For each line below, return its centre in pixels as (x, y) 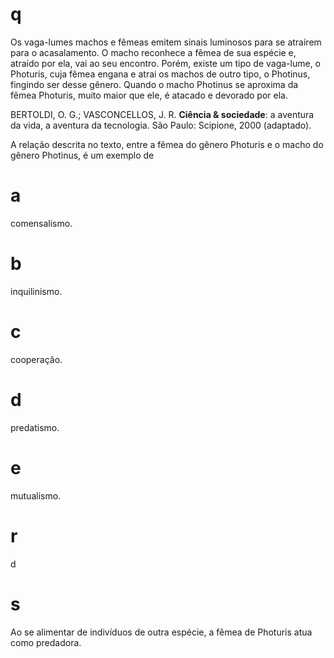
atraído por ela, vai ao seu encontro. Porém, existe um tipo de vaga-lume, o (166, 63)
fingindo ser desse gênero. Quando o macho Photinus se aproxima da (154, 84)
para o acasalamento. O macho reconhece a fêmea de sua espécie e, (153, 52)
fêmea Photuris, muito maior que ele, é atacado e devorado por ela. (149, 95)
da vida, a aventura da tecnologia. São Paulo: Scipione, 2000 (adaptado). (161, 125)
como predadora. (46, 642)
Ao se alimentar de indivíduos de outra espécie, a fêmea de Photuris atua (161, 632)
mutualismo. (36, 495)
